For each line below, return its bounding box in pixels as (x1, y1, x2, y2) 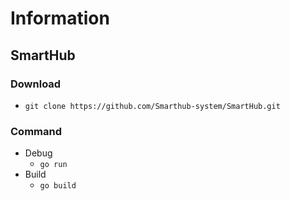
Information (10, 7, 110, 30)
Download (10, 77, 62, 91)
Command (10, 124, 62, 138)
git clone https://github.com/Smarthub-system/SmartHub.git (24, 101, 281, 111)
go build (39, 181, 77, 191)
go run (39, 160, 68, 170)
